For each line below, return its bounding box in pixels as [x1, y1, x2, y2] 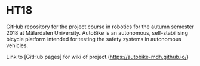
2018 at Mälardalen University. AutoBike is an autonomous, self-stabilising [6, 29, 188, 36]
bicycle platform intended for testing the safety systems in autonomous [6, 35, 181, 42]
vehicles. [6, 42, 29, 49]
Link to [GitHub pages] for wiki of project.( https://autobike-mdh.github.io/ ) [6, 53, 189, 60]
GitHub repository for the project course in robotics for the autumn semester [6, 23, 194, 30]
